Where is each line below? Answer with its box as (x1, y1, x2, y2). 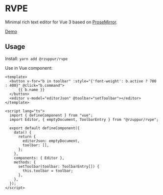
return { (18, 134, 36, 139)
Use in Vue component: (5, 65, 53, 71)
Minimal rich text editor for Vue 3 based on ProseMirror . (5, 19, 117, 25)
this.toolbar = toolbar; (23, 168, 73, 173)
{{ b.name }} (18, 87, 45, 92)
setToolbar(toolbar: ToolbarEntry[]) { (18, 164, 99, 169)
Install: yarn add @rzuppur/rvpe (5, 56, 68, 61)
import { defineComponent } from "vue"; (9, 113, 93, 117)
